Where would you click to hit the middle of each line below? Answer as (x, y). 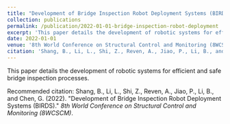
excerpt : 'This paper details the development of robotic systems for (110, 32)
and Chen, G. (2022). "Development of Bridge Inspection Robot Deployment (114, 98)
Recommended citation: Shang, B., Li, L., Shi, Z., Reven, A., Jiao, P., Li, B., (111, 91)
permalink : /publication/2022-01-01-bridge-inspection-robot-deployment (113, 26)
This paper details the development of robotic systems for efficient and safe (114, 71)
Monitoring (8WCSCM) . (40, 112)
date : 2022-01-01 (32, 39)
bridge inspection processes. (48, 78)
